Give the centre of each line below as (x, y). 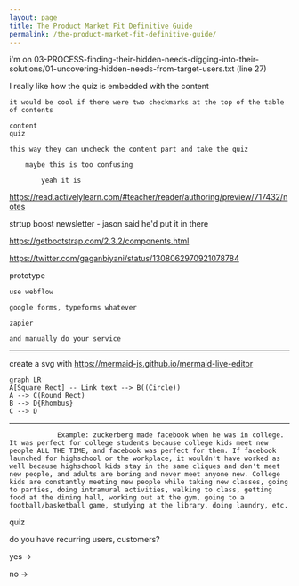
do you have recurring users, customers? (85, 540)
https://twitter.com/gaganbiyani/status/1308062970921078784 (125, 259)
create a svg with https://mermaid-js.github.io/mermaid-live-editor (131, 364)
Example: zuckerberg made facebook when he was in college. (170, 435)
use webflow (31, 292)
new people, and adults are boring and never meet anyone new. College (145, 475)
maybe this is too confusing (79, 165)
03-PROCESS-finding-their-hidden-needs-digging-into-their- (147, 60)
